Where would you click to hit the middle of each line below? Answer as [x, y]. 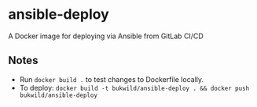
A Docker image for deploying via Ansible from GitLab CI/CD [106, 36]
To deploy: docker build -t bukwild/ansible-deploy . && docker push [134, 87]
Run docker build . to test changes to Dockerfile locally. [112, 79]
